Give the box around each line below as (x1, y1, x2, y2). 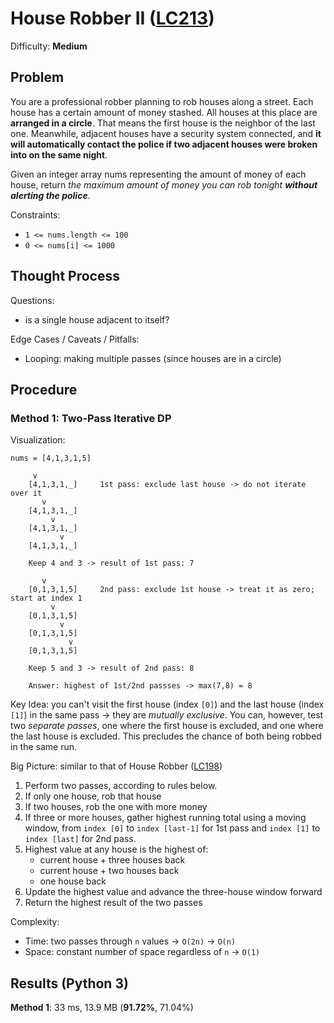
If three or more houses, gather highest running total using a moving (24, 812, 307, 824)
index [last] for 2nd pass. (24, 833, 137, 845)
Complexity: (10, 916, 60, 928)
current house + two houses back (39, 865, 180, 877)
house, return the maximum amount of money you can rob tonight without (10, 178, 318, 191)
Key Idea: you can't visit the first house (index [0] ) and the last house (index (10, 698, 325, 711)
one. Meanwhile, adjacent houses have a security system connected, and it (10, 127, 322, 139)
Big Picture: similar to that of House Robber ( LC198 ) (10, 760, 223, 772)
